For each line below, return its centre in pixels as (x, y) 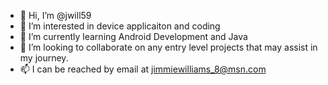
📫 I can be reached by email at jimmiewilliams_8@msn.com (143, 69)
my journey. (44, 58)
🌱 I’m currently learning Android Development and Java (133, 36)
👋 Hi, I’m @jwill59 (55, 15)
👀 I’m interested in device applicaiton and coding (120, 26)
